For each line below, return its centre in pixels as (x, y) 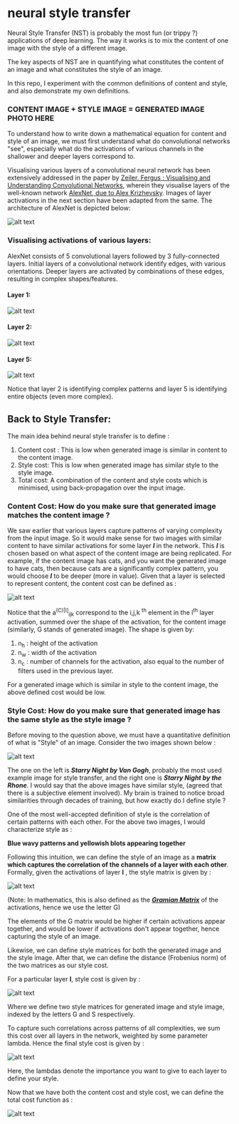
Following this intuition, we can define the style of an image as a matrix (112, 857)
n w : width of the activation (57, 653)
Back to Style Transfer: (59, 419)
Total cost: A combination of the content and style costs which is (112, 480)
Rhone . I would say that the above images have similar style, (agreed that (115, 785)
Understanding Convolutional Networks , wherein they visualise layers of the (118, 185)
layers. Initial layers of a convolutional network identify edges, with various (117, 263)
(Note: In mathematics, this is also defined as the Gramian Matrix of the (113, 900)
